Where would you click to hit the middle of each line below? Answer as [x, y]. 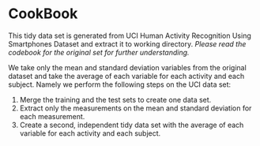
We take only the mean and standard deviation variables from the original [127, 67]
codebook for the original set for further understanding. [99, 52]
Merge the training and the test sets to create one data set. [115, 99]
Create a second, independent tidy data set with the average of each [132, 125]
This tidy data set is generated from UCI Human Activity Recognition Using [130, 36]
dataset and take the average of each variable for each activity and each [126, 76]
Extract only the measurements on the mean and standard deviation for [136, 108]
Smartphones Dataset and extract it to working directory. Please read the [127, 43]
